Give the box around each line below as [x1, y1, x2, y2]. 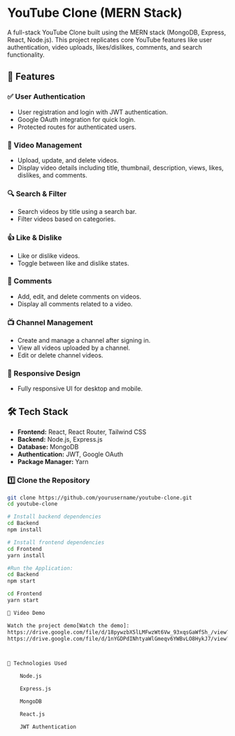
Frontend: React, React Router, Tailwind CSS [17, 428, 147, 436]
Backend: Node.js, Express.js [17, 435, 103, 444]
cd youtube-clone [7, 500, 58, 507]
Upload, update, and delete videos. [17, 156, 119, 164]
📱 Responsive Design [7, 369, 80, 379]
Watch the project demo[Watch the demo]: [7, 622, 130, 629]
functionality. [7, 50, 45, 59]
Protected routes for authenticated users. [17, 123, 136, 131]
